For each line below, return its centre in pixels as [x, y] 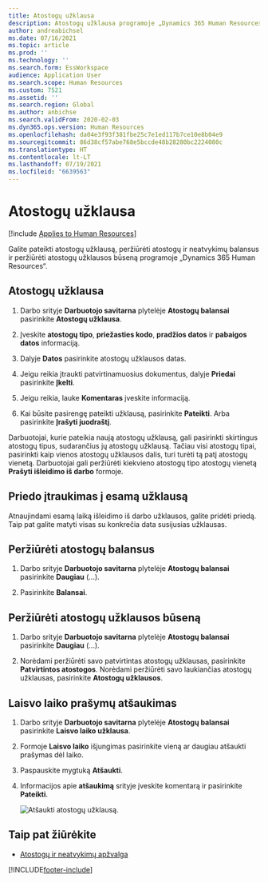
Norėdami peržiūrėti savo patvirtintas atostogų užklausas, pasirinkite [132, 661]
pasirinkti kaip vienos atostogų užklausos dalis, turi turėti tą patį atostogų [128, 454]
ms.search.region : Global [51, 105]
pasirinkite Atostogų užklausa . [71, 319]
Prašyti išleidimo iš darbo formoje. [66, 471]
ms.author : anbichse [43, 113]
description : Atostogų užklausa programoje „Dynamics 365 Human [117, 23]
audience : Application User [55, 75]
